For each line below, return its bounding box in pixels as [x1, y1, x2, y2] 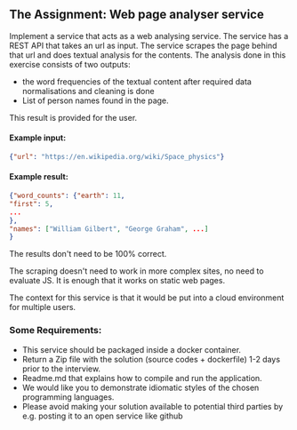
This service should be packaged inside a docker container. [21, 344, 242, 354]
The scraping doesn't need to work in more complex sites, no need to [9, 266, 264, 276]
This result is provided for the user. [9, 112, 138, 123]
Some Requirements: [9, 324, 102, 337]
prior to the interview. [21, 363, 100, 374]
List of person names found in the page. [21, 95, 169, 106]
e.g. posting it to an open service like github [21, 410, 184, 421]
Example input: [9, 132, 67, 143]
